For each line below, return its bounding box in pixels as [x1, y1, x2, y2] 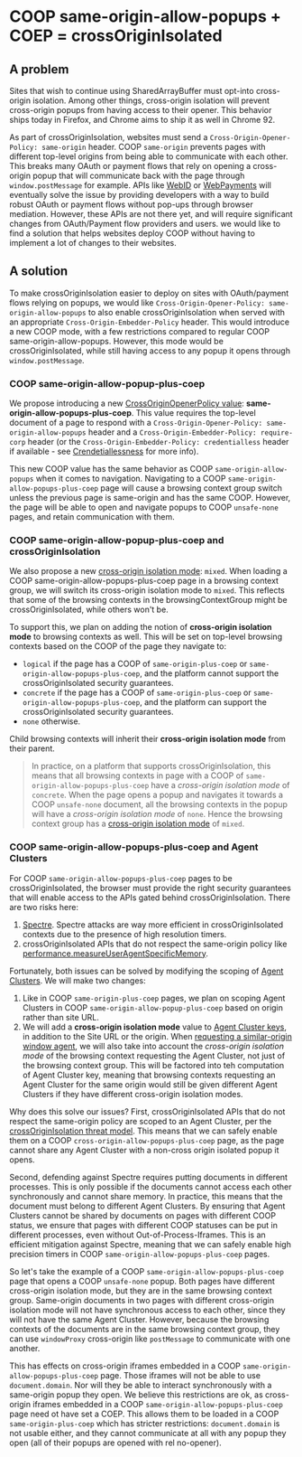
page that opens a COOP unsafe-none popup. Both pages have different [9, 1275, 275, 1286]
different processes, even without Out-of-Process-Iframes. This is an [9, 1229, 266, 1240]
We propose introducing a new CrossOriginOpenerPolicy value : [9, 398, 245, 409]
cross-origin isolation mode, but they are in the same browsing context [9, 1285, 272, 1296]
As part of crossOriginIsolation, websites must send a [9, 132, 208, 142]
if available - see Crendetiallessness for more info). [9, 446, 199, 457]
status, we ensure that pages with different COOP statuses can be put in [9, 1219, 278, 1230]
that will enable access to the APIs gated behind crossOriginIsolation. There [9, 892, 291, 903]
